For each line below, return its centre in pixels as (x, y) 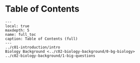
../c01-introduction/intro (33, 47)
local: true (17, 26)
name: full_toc (21, 34)
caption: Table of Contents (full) (42, 39)
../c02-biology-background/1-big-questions (50, 56)
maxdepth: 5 (17, 30)
